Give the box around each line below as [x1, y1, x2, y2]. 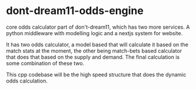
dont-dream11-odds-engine [6, 4, 144, 18]
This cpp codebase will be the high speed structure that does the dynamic [6, 71, 187, 78]
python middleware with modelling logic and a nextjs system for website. [6, 29, 183, 36]
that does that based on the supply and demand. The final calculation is [6, 53, 180, 60]
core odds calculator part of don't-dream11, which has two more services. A [6, 23, 190, 30]
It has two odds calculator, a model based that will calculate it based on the [6, 41, 188, 48]
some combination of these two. [6, 60, 84, 67]
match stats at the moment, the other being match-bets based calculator [6, 47, 182, 54]
